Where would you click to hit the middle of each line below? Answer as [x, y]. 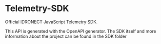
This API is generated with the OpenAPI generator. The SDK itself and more [80, 31]
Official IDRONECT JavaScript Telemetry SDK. [51, 22]
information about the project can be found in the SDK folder [66, 36]
